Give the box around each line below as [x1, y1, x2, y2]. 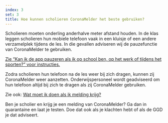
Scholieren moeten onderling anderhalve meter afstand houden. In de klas [5, 31, 159, 37]
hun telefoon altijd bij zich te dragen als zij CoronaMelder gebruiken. [5, 82, 146, 88]
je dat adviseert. [5, 112, 39, 118]
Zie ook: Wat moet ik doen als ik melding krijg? [5, 91, 101, 98]
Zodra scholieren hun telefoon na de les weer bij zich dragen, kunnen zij [5, 71, 154, 77]
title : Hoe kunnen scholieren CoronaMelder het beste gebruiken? [5, 17, 144, 22]
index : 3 [5, 7, 24, 13]
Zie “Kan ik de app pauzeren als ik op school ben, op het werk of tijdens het [5, 56, 162, 62]
